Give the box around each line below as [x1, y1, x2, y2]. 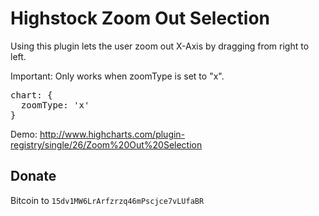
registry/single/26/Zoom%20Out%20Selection [10, 138, 203, 151]
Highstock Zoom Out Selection [10, 7, 271, 30]
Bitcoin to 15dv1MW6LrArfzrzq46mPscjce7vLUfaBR [10, 194, 205, 206]
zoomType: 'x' [20, 99, 90, 111]
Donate [10, 168, 57, 185]
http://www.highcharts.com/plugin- [39, 128, 186, 140]
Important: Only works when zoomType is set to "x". [10, 70, 225, 82]
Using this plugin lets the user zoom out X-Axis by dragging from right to [10, 40, 310, 52]
